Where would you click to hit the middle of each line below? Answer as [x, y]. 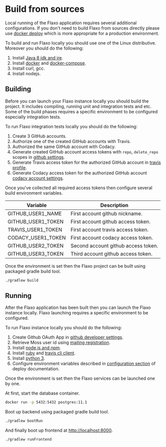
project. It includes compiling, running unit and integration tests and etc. [78, 106]
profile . [20, 167]
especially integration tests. [33, 117]
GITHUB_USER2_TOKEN [36, 246]
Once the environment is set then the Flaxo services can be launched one [80, 378]
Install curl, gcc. [29, 68]
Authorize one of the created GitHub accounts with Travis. [71, 141]
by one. [13, 384]
